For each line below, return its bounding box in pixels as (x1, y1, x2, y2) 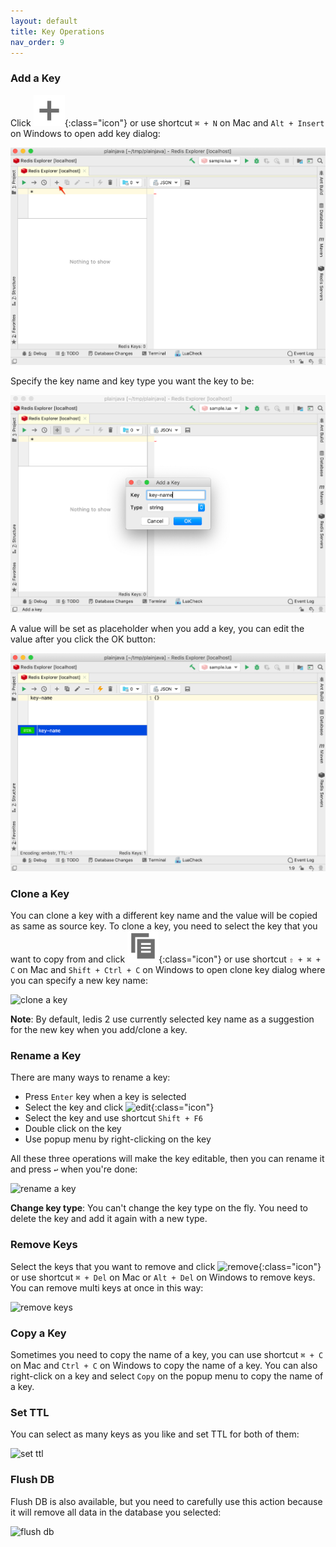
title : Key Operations (10, 26, 105, 37)
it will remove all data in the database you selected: (10, 1506, 222, 1518)
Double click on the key (24, 1123, 122, 1135)
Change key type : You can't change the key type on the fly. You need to (10, 1202, 309, 1214)
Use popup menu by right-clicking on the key (24, 1133, 212, 1145)
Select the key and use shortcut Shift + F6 (24, 1112, 203, 1124)
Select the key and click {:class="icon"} (24, 1101, 215, 1114)
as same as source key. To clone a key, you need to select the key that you (10, 920, 318, 932)
